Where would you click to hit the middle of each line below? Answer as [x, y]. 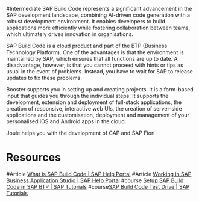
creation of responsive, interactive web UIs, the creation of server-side [94, 109]
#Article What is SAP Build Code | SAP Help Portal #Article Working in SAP [99, 174]
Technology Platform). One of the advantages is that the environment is [95, 52]
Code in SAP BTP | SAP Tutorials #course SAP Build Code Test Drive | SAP [98, 186]
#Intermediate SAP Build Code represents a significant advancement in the [99, 9]
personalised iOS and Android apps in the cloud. [66, 121]
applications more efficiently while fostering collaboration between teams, [98, 28]
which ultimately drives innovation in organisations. [70, 34]
